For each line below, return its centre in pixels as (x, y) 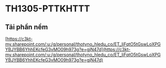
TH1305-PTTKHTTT (48, 9)
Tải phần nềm (27, 27)
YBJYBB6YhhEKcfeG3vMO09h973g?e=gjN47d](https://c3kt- (68, 49)
